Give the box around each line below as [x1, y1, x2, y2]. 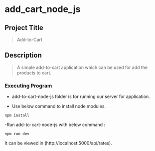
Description [4, 51, 42, 59]
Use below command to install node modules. [11, 103, 106, 109]
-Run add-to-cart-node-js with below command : [4, 121, 106, 128]
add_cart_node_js [4, 3, 81, 15]
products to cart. [16, 69, 52, 75]
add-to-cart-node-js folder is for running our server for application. [11, 93, 150, 99]
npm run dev [4, 131, 29, 136]
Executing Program [4, 82, 52, 89]
